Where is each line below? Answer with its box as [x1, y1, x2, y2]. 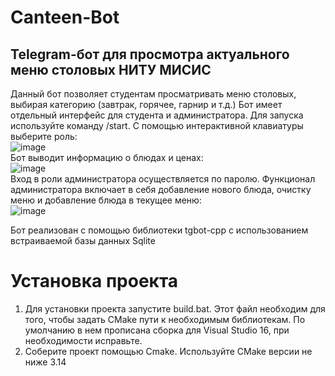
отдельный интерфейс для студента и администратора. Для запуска [10, 109, 304, 121]
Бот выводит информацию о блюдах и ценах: [10, 152, 204, 163]
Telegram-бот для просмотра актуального [10, 46, 290, 63]
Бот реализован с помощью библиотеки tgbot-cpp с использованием [10, 224, 309, 236]
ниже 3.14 [24, 356, 67, 368]
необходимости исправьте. [24, 334, 143, 346]
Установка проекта [10, 270, 179, 293]
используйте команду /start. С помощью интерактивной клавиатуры [10, 120, 304, 131]
